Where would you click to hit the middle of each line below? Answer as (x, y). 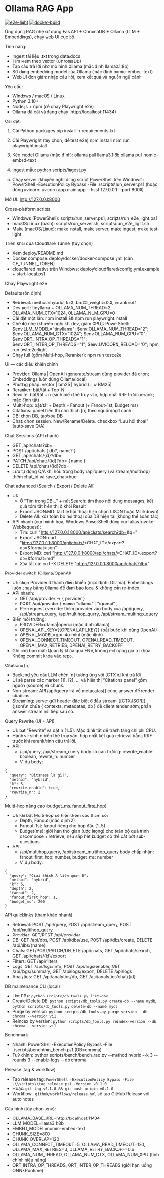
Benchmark (17, 1035)
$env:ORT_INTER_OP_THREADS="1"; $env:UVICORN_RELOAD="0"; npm (85, 344)
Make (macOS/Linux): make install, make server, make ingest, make (80, 229)
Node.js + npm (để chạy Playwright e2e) (53, 106)
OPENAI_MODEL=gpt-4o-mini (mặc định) (61, 634)
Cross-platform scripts (28, 209)
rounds (19, 1060)
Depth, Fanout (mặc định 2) (47, 820)
